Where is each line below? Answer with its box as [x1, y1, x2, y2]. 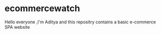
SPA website [4, 24, 30, 30]
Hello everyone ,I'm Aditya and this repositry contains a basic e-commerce [4, 19, 156, 25]
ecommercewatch [4, 3, 80, 14]
